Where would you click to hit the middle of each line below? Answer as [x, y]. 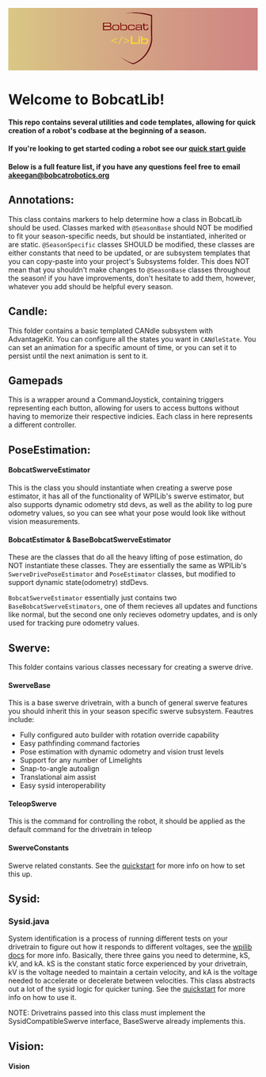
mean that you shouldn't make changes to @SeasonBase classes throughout [129, 269]
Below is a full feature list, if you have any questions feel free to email [124, 166]
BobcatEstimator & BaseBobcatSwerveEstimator [90, 540]
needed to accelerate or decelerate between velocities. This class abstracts [132, 981]
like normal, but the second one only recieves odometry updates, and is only [133, 615]
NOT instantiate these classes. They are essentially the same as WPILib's [127, 566]
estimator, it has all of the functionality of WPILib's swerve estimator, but [126, 496]
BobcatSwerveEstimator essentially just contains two [93, 598]
